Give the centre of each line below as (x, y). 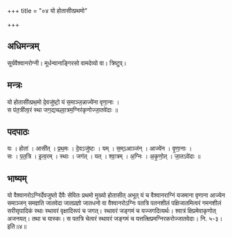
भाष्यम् (17, 178)
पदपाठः (18, 132)
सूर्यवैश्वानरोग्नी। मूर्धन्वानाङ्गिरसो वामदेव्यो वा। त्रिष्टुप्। (67, 63)
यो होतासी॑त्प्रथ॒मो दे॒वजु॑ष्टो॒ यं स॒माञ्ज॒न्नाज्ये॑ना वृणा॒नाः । (63, 102)
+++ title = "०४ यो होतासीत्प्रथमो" (47, 11)
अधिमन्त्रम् (23, 46)
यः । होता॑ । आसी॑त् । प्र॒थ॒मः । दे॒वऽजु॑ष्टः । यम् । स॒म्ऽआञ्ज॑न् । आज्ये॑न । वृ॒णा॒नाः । (100, 148)
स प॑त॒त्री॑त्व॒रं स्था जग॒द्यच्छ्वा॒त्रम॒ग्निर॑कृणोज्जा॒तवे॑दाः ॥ (63, 109)
